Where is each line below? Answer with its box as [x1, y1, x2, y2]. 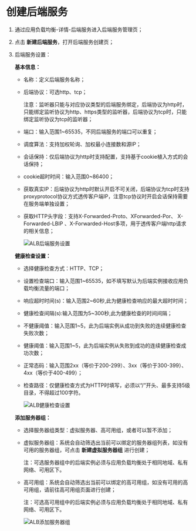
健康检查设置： [14, 252, 51, 259]
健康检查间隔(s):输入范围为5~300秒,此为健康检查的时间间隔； [23, 309, 173, 316]
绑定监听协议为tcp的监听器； [23, 115, 93, 122]
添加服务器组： [14, 414, 51, 421]
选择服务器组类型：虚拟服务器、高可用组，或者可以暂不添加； [23, 426, 173, 433]
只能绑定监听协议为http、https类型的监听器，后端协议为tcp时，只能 [23, 108, 187, 115]
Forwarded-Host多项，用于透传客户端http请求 [75, 220, 187, 227]
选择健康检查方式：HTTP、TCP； [23, 265, 104, 272]
